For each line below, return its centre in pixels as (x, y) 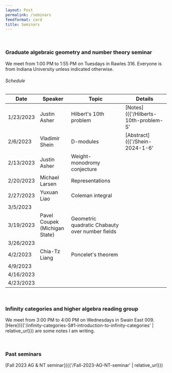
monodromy (86, 162)
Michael (50, 177)
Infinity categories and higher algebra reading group (72, 309)
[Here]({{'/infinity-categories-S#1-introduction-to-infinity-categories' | (80, 325)
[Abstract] (137, 135)
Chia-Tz (50, 251)
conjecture (84, 169)
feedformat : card (24, 20)
